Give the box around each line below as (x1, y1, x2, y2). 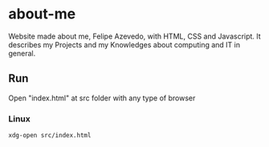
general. (8, 48, 36, 58)
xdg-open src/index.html (8, 132, 92, 140)
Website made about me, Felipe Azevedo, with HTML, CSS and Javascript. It (8, 31, 261, 41)
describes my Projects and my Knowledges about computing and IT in (8, 39, 241, 49)
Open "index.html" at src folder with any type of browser (8, 93, 196, 103)
